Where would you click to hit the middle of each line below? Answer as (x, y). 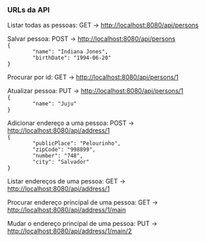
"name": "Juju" (55, 104)
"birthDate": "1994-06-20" (72, 58)
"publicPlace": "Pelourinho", (77, 144)
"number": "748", (58, 156)
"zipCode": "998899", (64, 150)
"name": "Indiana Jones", (71, 52)
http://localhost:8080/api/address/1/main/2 (70, 231)
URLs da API (29, 10)
